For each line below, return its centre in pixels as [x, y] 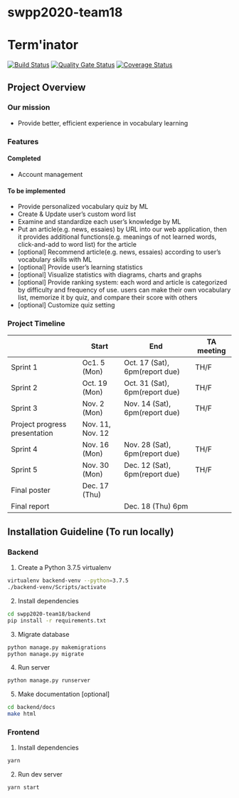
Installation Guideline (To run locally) [91, 532]
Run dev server [40, 774]
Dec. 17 [95, 486]
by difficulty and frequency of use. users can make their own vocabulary [124, 290]
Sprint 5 [24, 470]
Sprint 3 [24, 409]
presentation [32, 434]
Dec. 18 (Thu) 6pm [156, 506]
